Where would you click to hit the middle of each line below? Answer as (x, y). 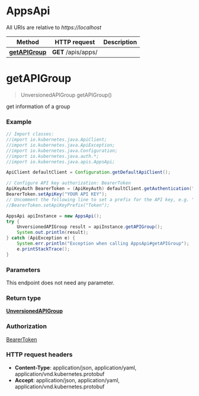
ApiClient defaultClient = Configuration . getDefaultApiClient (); (88, 172)
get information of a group (38, 106)
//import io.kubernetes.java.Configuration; (62, 151)
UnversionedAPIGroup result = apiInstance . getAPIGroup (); (90, 227)
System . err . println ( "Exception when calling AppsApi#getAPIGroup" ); (103, 244)
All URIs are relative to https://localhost (54, 27)
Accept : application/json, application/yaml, (67, 380)
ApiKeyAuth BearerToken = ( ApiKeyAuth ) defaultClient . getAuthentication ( (99, 189)
